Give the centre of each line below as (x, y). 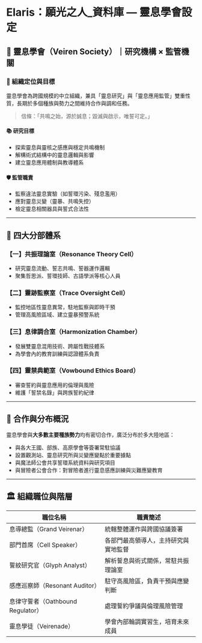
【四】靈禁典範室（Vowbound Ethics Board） (73, 371)
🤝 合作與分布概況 (38, 419)
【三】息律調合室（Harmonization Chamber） (74, 332)
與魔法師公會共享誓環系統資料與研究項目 (65, 462)
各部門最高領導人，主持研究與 (147, 541)
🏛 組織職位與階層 (39, 497)
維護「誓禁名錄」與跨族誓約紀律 (54, 392)
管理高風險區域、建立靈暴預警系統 (57, 315)
